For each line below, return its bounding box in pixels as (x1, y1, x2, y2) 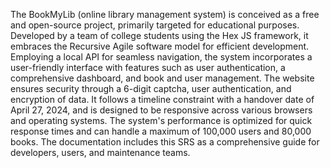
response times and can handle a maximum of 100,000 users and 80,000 (10, 125, 312, 137)
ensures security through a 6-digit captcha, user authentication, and (10, 83, 292, 94)
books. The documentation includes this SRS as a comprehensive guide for (10, 136, 320, 148)
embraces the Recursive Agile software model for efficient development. (10, 40, 310, 52)
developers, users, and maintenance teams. (10, 147, 191, 158)
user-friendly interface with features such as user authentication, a (10, 62, 286, 73)
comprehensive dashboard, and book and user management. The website (10, 72, 315, 84)
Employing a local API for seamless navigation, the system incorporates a (10, 51, 313, 63)
